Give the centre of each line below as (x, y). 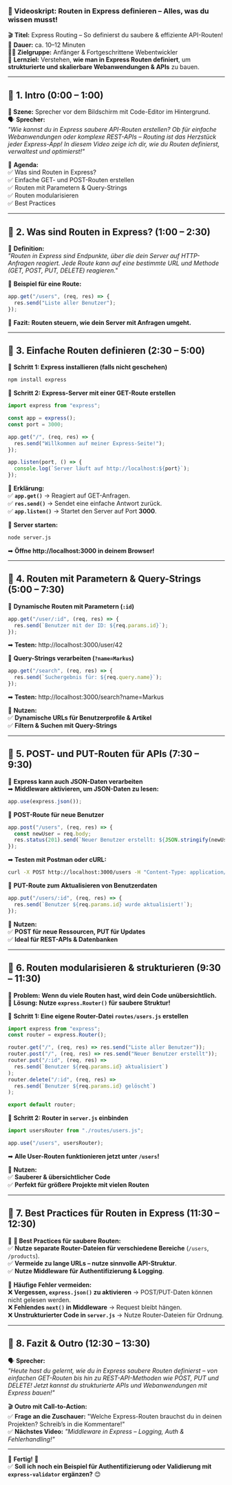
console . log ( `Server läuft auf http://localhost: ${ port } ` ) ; (102, 469)
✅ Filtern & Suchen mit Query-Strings (63, 726)
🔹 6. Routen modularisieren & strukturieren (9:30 (114, 968)
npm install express (38, 380)
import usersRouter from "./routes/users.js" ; (76, 1131)
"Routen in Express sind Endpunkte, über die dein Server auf (94, 255)
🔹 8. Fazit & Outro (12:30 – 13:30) (79, 1344)
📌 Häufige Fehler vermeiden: (50, 1285)
